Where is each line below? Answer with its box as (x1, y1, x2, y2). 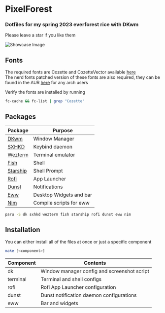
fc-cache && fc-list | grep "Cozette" (5, 99, 85, 104)
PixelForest (5, 3, 52, 15)
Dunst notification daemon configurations (40, 292, 137, 299)
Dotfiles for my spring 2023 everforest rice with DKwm (5, 21, 139, 28)
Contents (83, 259, 106, 266)
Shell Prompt (33, 167, 63, 174)
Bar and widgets (40, 300, 79, 307)
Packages (5, 112, 36, 121)
